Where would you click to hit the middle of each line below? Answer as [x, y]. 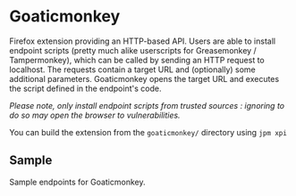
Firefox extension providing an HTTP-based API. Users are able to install [142, 41]
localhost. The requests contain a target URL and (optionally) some [133, 69]
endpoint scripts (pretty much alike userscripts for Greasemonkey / [133, 50]
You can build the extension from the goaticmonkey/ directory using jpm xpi [148, 132]
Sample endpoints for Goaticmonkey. [77, 182]
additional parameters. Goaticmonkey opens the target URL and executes [144, 78]
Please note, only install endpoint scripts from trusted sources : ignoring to [147, 105]
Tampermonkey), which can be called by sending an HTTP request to [137, 60]
